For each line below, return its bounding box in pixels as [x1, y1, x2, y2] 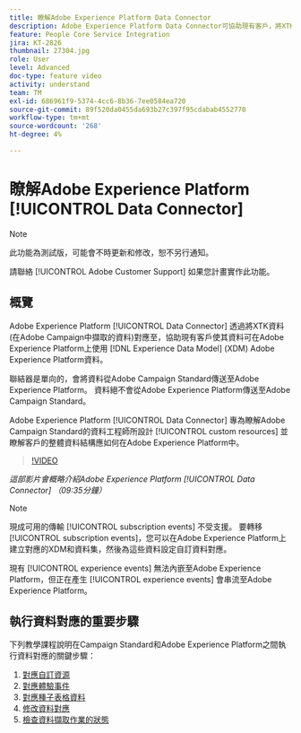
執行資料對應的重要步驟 [9, 614, 139, 629]
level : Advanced [9, 64, 70, 73]
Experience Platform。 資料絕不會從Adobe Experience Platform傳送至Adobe [9, 384, 291, 395]
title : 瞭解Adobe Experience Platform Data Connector [9, 13, 212, 22]
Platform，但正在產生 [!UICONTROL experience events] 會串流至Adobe [9, 573, 272, 584]
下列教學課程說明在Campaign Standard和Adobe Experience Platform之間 [9, 639, 279, 650]
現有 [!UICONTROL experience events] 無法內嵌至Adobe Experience [9, 563, 262, 573]
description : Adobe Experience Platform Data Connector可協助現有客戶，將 [9, 22, 282, 31]
